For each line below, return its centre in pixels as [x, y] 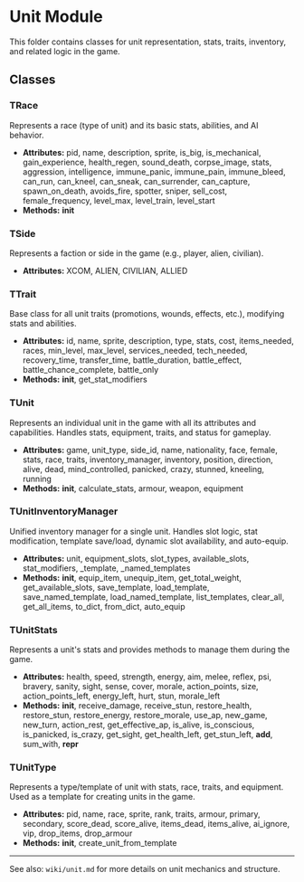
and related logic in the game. [65, 51]
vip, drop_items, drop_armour [77, 833]
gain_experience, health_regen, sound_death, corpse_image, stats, [147, 162]
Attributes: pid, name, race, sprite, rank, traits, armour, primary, [141, 814]
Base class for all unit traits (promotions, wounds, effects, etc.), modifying [147, 314]
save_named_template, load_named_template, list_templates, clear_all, [153, 597]
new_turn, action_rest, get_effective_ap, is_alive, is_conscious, [138, 725]
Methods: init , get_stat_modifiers [85, 379]
